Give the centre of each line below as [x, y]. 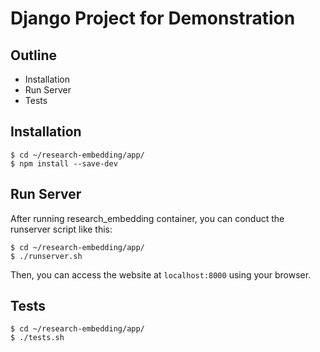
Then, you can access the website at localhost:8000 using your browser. [161, 274]
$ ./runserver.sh [46, 256]
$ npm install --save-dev [64, 163]
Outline [33, 55]
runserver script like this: [61, 229]
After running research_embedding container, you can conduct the [147, 218]
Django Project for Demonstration [153, 18]
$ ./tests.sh [37, 338]
